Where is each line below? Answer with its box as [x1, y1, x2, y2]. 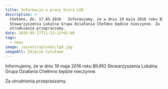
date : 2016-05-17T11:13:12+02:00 [5, 30, 75, 35]
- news [9, 40, 23, 45]
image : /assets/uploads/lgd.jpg [5, 44, 72, 49]
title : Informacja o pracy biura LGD [5, 7, 84, 12]
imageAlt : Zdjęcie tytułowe [5, 49, 64, 54]
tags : [5, 35, 16, 40]
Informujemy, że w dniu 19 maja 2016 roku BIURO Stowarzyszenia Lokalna [5, 63, 157, 69]
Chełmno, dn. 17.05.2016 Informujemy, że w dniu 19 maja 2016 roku [9, 16, 157, 21]
